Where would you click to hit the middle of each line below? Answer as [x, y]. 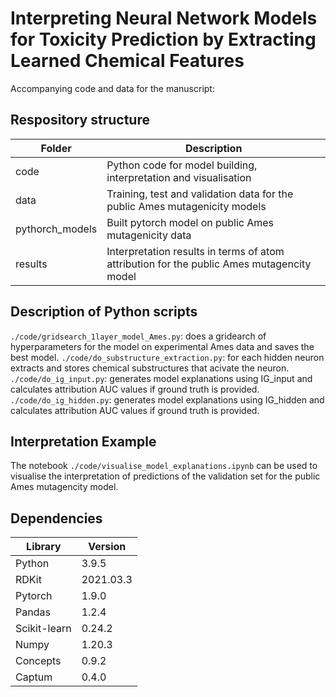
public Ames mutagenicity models [186, 206]
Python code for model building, [182, 165]
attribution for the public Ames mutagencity [209, 264]
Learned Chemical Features [127, 61]
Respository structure [80, 120]
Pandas [33, 612]
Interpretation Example [83, 441]
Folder [56, 148]
